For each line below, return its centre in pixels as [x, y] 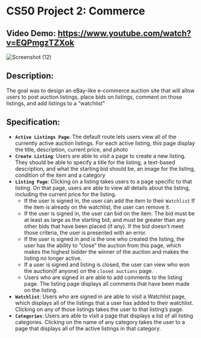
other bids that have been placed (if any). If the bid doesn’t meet [104, 226]
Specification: [33, 122]
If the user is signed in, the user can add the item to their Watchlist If [110, 200]
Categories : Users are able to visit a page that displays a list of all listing [104, 315]
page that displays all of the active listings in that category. [88, 328]
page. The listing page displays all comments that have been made [107, 283]
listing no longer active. [53, 258]
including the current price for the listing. [66, 194]
